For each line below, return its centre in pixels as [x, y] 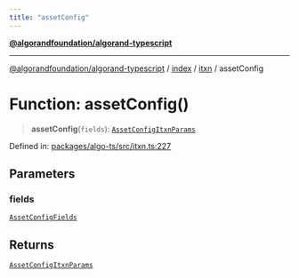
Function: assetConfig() [99, 104]
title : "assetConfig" [49, 17]
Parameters [42, 174]
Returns [32, 245]
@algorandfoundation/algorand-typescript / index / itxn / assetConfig [137, 68]
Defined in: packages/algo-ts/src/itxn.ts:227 [90, 146]
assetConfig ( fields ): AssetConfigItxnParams [113, 129]
